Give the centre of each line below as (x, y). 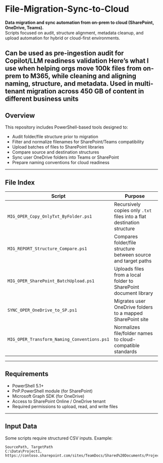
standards (125, 352)
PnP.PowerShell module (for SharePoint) (52, 391)
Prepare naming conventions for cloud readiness (61, 163)
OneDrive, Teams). (24, 27)
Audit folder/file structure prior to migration (55, 137)
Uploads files (129, 269)
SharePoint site (131, 319)
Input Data (21, 426)
